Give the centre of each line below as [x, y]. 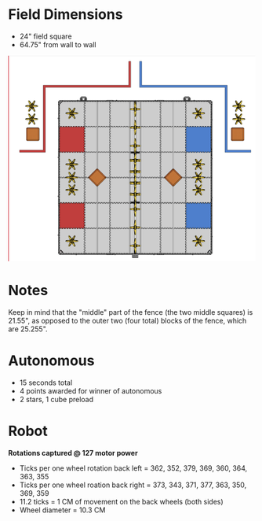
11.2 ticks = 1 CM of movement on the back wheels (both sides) [121, 501]
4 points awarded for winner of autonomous [91, 390]
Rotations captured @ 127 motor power [73, 453]
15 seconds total [46, 382]
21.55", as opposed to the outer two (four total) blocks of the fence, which [127, 320]
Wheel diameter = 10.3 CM [62, 510]
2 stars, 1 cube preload [56, 399]
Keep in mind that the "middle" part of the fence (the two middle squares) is [131, 312]
